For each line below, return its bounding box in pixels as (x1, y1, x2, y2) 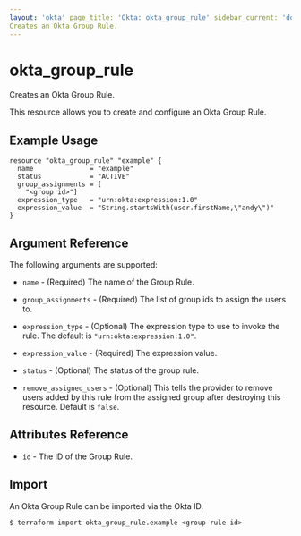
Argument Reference (9, 235, 129, 251)
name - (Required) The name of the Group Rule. (21, 277, 194, 287)
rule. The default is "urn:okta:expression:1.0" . (21, 330, 197, 341)
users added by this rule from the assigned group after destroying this (21, 392, 281, 403)
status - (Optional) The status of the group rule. (21, 365, 200, 376)
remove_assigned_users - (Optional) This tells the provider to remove (21, 382, 273, 394)
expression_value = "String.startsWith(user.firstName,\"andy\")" (17, 203, 275, 213)
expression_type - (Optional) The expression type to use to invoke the (21, 321, 280, 332)
